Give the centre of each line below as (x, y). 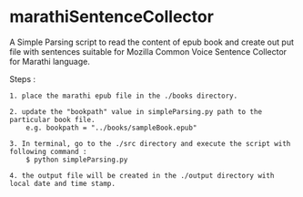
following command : (49, 151)
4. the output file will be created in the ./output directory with (142, 175)
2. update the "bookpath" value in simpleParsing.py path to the (136, 111)
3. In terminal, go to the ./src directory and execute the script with (150, 143)
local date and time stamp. (63, 183)
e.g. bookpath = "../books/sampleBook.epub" (111, 128)
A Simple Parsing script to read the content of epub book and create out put (151, 42)
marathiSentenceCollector (111, 17)
